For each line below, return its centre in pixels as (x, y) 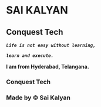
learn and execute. (30, 56)
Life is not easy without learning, (51, 45)
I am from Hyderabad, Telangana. (48, 66)
